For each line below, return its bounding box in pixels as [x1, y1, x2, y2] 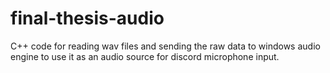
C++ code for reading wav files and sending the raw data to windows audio [10, 40, 321, 52]
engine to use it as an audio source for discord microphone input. [10, 50, 280, 62]
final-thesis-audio [10, 7, 165, 30]
